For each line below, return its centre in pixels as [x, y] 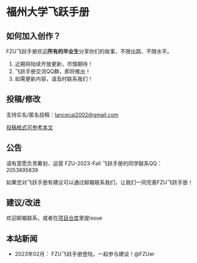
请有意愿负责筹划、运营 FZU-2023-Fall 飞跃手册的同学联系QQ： [84, 163]
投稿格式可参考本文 [30, 127]
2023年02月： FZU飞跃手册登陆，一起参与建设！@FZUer [85, 254]
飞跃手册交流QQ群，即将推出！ [53, 71]
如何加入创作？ [34, 36]
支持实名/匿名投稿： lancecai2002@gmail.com [62, 115]
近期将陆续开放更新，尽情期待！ [54, 64]
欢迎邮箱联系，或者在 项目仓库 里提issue [54, 218]
